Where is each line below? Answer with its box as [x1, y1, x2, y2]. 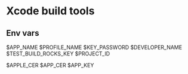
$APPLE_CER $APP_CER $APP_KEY [6, 61, 94, 69]
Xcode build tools [6, 4, 95, 18]
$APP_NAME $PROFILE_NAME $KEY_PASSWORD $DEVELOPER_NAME [6, 44, 183, 51]
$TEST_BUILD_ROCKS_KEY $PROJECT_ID [6, 50, 110, 57]
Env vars [6, 28, 39, 38]
